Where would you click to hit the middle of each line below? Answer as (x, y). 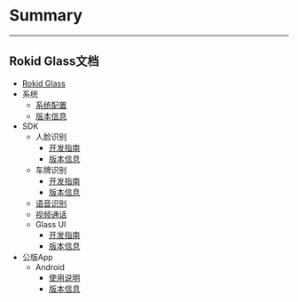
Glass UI (51, 224)
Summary (46, 16)
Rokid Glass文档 (54, 62)
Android (50, 266)
